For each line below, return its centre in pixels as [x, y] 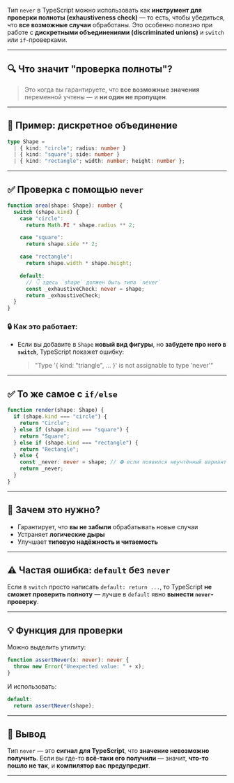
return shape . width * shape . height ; [79, 264]
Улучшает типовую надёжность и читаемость [88, 542]
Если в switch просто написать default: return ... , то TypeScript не [110, 587]
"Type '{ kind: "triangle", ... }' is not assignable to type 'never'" [124, 366]
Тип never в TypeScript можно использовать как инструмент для [104, 10]
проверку [22, 602]
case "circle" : [42, 218]
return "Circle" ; [45, 423]
